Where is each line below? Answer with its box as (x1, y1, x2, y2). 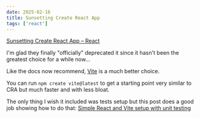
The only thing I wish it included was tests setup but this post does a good (6, 98, 194, 105)
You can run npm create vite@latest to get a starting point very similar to (6, 79, 192, 87)
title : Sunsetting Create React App (6, 15, 100, 21)
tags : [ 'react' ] (6, 20, 48, 26)
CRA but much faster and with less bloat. (6, 86, 110, 93)
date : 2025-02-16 (6, 9, 51, 15)
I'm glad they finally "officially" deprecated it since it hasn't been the (6, 49, 179, 57)
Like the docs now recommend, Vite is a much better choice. (6, 68, 160, 75)
